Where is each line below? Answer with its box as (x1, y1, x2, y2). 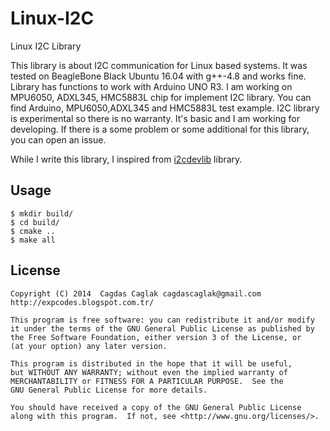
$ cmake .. (10, 226, 56, 236)
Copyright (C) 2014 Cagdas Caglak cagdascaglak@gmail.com (10, 288, 262, 299)
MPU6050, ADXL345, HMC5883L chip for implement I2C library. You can (10, 91, 312, 103)
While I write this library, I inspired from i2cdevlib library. (10, 153, 243, 165)
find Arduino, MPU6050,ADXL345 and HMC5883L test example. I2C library (10, 102, 320, 114)
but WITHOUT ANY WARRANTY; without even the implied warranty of (10, 367, 288, 377)
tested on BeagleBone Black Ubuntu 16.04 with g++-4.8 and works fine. (10, 70, 307, 82)
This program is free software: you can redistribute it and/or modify (10, 315, 315, 325)
